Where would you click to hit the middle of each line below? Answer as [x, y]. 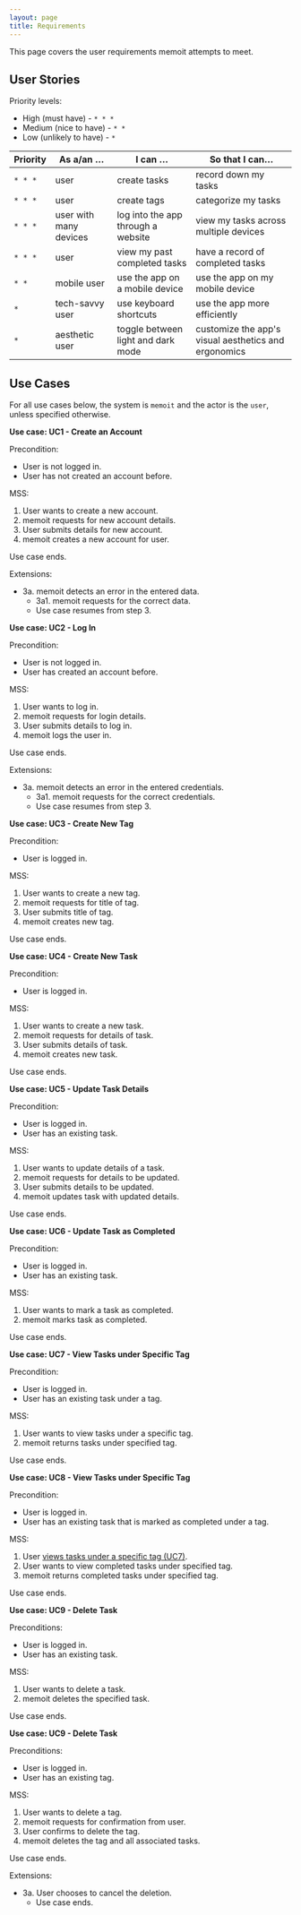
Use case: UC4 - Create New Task [74, 957]
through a [138, 227]
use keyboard [146, 304]
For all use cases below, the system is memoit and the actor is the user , [139, 405]
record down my [230, 175]
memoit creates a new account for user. [96, 539]
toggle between [150, 330]
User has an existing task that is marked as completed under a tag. [146, 1522]
